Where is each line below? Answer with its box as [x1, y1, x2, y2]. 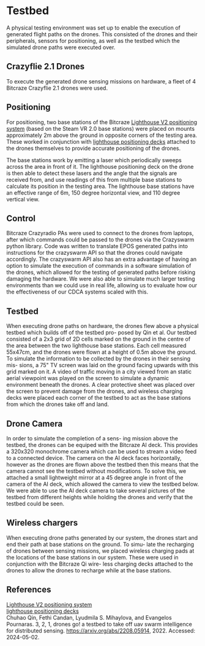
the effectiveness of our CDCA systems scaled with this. [6, 288, 149, 295]
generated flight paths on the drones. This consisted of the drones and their [6, 30, 198, 37]
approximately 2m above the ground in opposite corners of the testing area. [6, 131, 198, 139]
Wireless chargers [6, 518, 78, 528]
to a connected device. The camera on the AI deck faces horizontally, [6, 454, 182, 461]
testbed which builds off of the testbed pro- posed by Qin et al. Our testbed [6, 329, 197, 337]
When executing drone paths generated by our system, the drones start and [6, 534, 198, 541]
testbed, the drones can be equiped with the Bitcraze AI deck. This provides [6, 442, 198, 448]
